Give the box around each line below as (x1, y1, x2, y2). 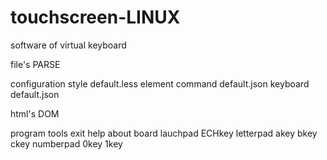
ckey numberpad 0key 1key (10, 137, 123, 150)
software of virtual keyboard (10, 39, 127, 51)
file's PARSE (10, 58, 61, 70)
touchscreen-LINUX (10, 6, 181, 29)
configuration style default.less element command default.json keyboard (10, 77, 310, 90)
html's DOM (10, 107, 60, 120)
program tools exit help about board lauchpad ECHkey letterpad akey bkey (10, 127, 318, 139)
